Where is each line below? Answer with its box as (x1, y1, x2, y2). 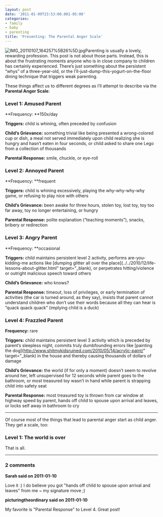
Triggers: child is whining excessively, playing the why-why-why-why (5, 188, 145, 194)
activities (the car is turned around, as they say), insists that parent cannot (5, 294, 154, 300)
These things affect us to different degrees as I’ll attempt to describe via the (5, 83, 157, 89)
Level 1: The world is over (5, 434, 66, 441)
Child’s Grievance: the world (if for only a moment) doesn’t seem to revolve (5, 368, 157, 373)
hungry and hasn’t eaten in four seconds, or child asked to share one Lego (5, 141, 154, 147)
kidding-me (5, 260, 28, 266)
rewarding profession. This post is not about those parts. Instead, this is (5, 53, 148, 58)
